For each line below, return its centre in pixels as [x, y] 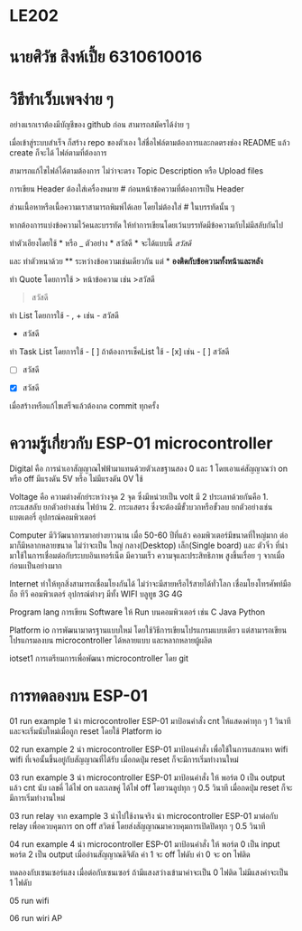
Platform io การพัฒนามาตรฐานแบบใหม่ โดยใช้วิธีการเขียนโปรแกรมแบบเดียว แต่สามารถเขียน [148, 630]
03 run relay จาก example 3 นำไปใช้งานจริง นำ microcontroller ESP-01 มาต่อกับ [144, 816]
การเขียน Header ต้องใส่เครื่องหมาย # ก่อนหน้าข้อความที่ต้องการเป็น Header [127, 189]
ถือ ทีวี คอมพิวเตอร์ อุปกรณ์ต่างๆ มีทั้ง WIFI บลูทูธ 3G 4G [96, 594]
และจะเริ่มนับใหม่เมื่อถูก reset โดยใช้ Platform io [86, 731]
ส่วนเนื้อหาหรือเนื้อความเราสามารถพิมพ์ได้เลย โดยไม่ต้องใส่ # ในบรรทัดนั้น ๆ [122, 207]
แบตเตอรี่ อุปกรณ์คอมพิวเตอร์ [53, 517]
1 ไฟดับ [21, 883]
